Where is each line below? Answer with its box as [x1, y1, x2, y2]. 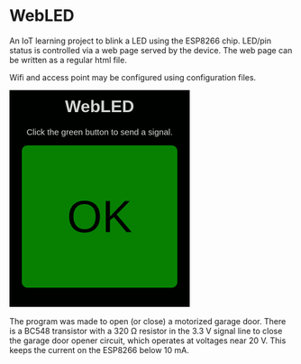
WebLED [9, 5, 75, 26]
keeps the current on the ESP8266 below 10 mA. [9, 344, 189, 355]
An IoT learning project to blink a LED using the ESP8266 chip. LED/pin [9, 35, 272, 46]
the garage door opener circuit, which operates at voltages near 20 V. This [9, 335, 287, 346]
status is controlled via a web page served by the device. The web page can [9, 44, 293, 55]
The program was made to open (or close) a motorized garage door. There [9, 315, 287, 326]
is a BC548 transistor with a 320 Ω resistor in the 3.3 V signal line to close [9, 325, 283, 336]
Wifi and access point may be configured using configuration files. [9, 71, 257, 82]
